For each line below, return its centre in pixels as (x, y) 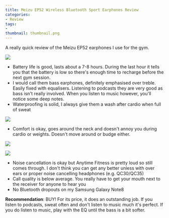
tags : (11, 24)
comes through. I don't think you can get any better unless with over (83, 168)
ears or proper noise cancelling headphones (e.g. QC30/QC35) (78, 173)
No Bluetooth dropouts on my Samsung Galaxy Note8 (68, 190)
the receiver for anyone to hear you (49, 184)
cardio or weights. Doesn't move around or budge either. (71, 134)
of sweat (22, 110)
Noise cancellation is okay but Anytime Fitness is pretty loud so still (82, 163)
